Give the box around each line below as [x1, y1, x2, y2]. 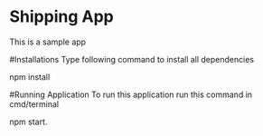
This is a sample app [9, 36, 87, 47]
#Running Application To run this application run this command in [9, 89, 253, 100]
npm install [9, 71, 51, 83]
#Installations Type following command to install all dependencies [9, 53, 255, 64]
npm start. [9, 116, 48, 127]
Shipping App [9, 6, 115, 27]
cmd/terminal [9, 98, 60, 110]
